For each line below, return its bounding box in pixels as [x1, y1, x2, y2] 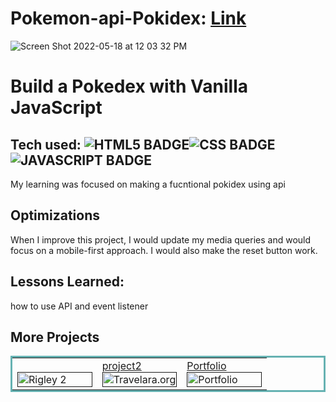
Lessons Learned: [10, 273, 125, 291]
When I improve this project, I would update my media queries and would [10, 233, 312, 246]
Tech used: [10, 136, 82, 153]
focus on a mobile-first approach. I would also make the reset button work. [10, 244, 318, 256]
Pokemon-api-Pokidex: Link [10, 7, 247, 30]
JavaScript [10, 97, 103, 119]
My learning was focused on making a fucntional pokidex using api [10, 178, 286, 190]
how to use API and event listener [10, 300, 149, 312]
